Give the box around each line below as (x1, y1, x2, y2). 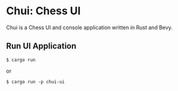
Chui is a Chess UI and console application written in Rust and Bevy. (6, 24, 173, 31)
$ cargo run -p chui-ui (6, 79, 65, 84)
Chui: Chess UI (6, 4, 81, 18)
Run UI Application (6, 41, 77, 51)
